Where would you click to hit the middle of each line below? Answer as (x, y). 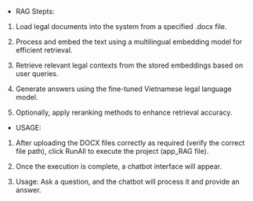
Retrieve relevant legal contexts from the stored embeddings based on (129, 65)
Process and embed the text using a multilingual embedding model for (129, 42)
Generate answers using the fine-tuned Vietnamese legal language (124, 89)
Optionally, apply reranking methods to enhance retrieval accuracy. (124, 112)
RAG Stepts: (35, 11)
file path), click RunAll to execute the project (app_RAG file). (112, 151)
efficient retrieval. (44, 50)
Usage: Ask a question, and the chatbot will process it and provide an (128, 181)
